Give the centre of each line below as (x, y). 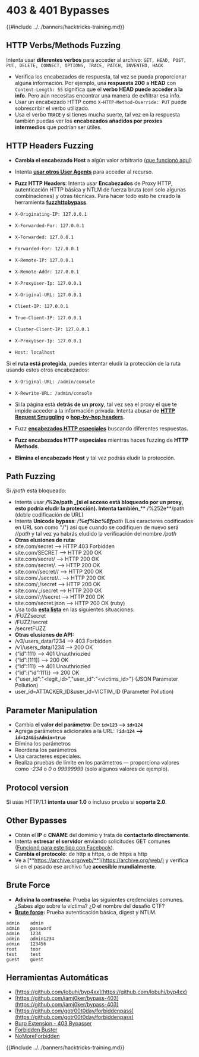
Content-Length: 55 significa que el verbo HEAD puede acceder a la (99, 89)
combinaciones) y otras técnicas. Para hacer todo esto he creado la (98, 196)
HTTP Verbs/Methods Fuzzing (63, 45)
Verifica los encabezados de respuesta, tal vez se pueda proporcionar (101, 76)
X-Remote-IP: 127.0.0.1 (44, 260)
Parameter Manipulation (52, 710)
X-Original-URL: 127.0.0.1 (48, 295)
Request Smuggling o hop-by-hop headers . (70, 417)
